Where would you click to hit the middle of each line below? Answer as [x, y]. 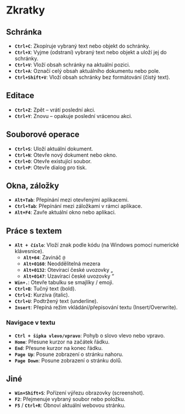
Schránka [24, 32]
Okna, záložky [33, 186]
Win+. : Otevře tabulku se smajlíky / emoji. [64, 282]
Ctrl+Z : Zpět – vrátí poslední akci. [55, 110]
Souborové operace [43, 135]
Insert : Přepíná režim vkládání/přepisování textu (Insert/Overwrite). [96, 307]
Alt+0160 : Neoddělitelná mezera [62, 264]
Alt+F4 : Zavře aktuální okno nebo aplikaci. [65, 213]
